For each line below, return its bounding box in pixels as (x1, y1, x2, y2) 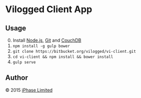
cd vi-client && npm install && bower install (12, 54, 114, 59)
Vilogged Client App (5, 4, 93, 15)
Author (5, 74, 28, 82)
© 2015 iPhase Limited (5, 87, 53, 93)
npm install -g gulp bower (12, 44, 70, 49)
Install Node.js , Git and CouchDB (12, 37, 81, 43)
